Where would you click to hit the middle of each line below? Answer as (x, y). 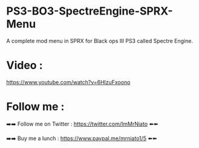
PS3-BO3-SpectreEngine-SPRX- (90, 11)
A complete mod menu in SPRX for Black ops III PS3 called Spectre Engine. (100, 41)
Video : (24, 66)
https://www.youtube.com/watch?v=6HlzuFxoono (68, 82)
